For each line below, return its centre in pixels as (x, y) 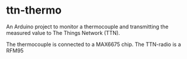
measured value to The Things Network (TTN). (63, 32)
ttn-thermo (34, 10)
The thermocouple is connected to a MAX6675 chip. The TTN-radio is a (94, 44)
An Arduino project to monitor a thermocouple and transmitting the (87, 27)
